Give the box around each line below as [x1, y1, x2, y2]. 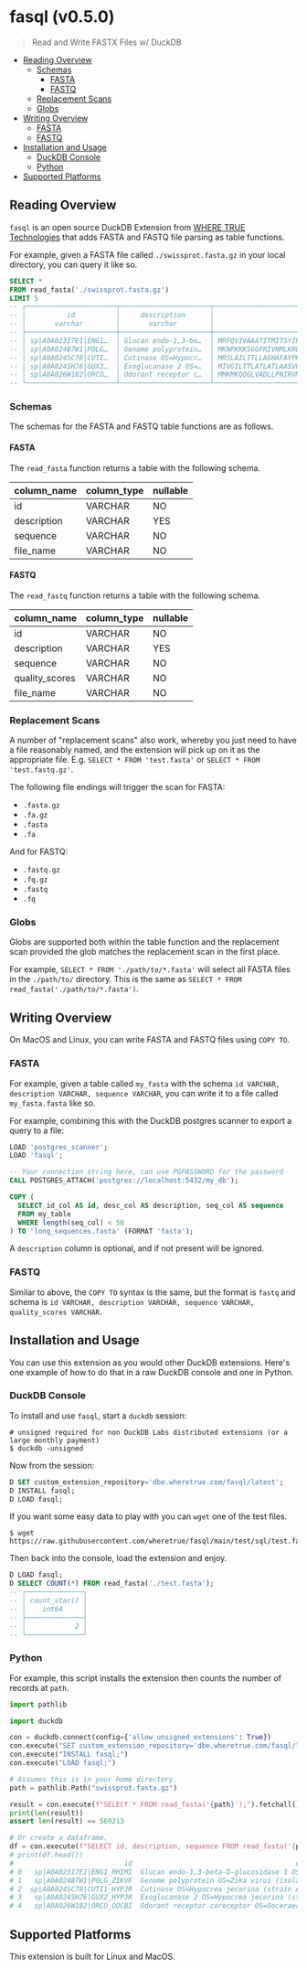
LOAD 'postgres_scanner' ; [9, 1142, 108, 1151]
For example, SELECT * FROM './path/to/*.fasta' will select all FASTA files [9, 964, 291, 975]
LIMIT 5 [9, 294, 39, 303]
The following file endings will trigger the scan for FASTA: [9, 782, 226, 793]
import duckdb [9, 1717, 64, 1726]
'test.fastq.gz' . [9, 764, 74, 775]
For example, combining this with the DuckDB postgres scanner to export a [9, 1115, 292, 1126]
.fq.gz [22, 875, 48, 884]
